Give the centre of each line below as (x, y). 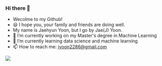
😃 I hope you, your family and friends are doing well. (69, 25)
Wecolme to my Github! (38, 19)
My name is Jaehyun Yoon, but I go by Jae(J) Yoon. (67, 30)
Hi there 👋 (18, 8)
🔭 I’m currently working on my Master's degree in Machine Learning (85, 36)
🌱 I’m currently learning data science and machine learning (75, 41)
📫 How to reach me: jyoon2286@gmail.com (60, 47)
